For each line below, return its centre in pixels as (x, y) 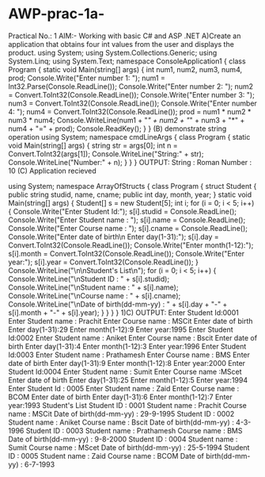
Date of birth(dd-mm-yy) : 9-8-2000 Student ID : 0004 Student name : (123, 439)
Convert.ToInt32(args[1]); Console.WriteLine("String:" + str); (106, 154)
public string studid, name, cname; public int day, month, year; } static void (130, 194)
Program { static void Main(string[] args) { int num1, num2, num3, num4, (125, 69)
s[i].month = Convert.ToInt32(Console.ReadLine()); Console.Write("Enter (127, 253)
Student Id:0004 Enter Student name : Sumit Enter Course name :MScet (125, 371)
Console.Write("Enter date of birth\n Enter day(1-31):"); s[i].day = (114, 237)
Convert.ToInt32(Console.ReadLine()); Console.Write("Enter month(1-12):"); (131, 245)
